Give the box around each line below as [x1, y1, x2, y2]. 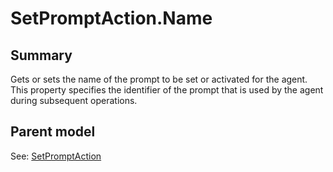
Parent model [10, 123, 96, 141]
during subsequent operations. [10, 95, 138, 106]
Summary [10, 47, 73, 64]
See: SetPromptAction [10, 150, 102, 162]
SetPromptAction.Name [10, 7, 213, 30]
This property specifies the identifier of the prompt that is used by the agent [10, 84, 324, 96]
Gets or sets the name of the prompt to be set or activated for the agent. [10, 73, 308, 85]
